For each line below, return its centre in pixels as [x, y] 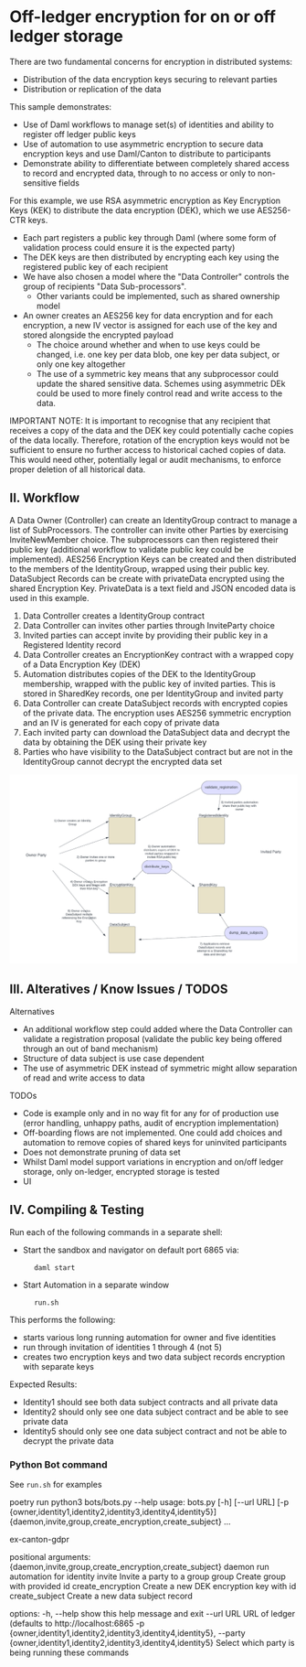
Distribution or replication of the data [92, 89]
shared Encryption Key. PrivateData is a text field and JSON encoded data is [153, 588]
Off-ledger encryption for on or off [143, 17]
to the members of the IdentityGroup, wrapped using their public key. [139, 568]
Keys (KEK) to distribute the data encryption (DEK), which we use [132, 210]
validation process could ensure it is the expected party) [129, 247]
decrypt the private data [68, 1441]
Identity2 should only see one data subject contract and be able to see [156, 1412]
